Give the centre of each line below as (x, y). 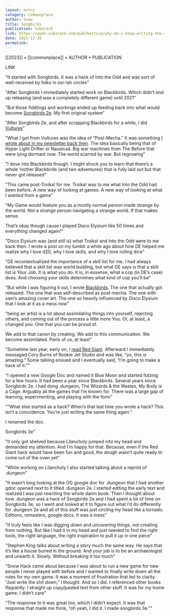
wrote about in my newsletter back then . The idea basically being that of (81, 143)
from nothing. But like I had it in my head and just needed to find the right (81, 530)
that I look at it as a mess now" (37, 303)
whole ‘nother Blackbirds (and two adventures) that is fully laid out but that (83, 169)
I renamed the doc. (25, 422)
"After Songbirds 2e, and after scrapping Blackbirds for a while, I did (76, 123)
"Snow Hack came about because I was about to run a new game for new (82, 566)
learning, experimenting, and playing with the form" (59, 396)
